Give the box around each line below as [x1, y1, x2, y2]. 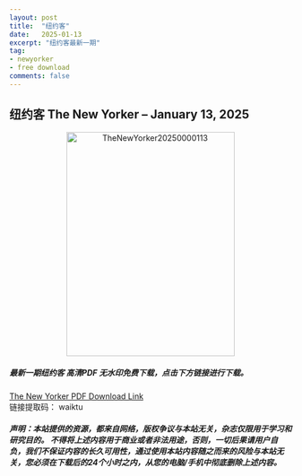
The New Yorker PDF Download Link [9, 391, 144, 402]
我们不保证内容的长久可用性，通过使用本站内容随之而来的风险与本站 [24, 446, 276, 457]
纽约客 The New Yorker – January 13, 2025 [9, 107, 250, 122]
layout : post [9, 13, 58, 22]
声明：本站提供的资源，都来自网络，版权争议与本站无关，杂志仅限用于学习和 [9, 423, 292, 435]
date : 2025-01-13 [9, 30, 82, 39]
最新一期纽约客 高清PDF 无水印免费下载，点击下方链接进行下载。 [9, 368, 249, 378]
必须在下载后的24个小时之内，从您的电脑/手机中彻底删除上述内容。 [32, 457, 282, 468]
